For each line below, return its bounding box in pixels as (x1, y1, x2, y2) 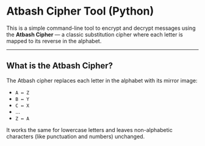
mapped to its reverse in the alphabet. (6, 37, 102, 44)
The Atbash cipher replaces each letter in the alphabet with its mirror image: (6, 77, 198, 84)
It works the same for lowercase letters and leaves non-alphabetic (6, 126, 173, 133)
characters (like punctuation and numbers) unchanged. (6, 133, 145, 140)
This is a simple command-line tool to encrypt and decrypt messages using (6, 24, 196, 32)
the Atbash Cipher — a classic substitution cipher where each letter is (6, 30, 183, 38)
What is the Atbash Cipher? (6, 61, 113, 71)
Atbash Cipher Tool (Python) (6, 4, 154, 18)
